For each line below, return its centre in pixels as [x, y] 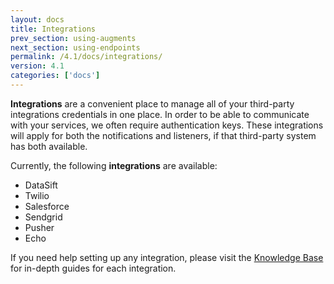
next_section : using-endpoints [75, 47]
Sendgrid [43, 217]
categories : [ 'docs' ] [55, 76]
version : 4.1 [37, 66]
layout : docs [37, 19]
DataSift [41, 185]
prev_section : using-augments [73, 38]
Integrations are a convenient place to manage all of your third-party [152, 103]
